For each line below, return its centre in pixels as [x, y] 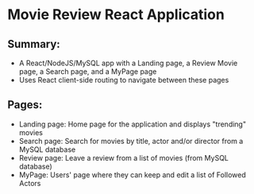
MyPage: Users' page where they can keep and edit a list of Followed [133, 175]
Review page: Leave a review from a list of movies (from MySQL [124, 157]
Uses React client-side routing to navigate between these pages [124, 80]
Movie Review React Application [116, 15]
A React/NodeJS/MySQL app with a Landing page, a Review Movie [128, 63]
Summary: [34, 44]
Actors [30, 183]
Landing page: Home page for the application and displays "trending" [133, 124]
